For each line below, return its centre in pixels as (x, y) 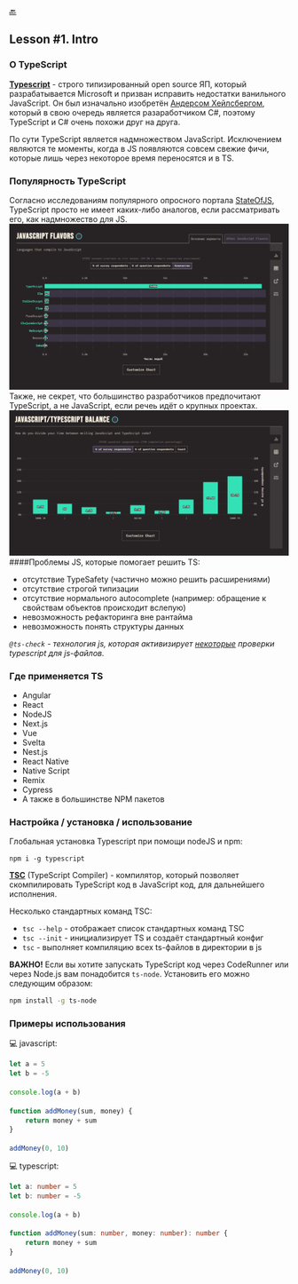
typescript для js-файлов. (57, 653)
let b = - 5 (29, 1074)
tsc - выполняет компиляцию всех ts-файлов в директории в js (142, 947)
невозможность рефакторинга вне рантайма (107, 617)
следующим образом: (51, 984)
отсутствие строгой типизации (80, 589)
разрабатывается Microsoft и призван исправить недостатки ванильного (148, 93)
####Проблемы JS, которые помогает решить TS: (105, 562)
